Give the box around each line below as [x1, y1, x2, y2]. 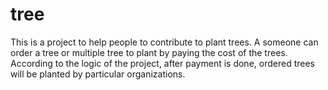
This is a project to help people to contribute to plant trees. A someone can [10, 36, 319, 48]
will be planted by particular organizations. [10, 68, 186, 80]
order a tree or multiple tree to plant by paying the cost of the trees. [10, 46, 288, 58]
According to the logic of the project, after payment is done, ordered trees [10, 57, 315, 69]
